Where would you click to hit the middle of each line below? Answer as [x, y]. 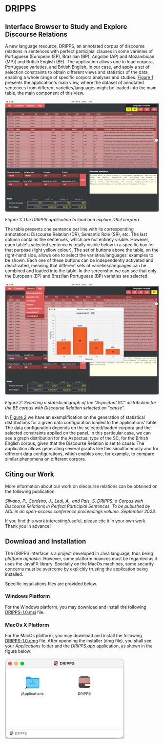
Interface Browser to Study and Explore [66, 27]
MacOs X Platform [27, 625]
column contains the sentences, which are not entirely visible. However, [77, 239]
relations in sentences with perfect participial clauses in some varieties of [79, 51]
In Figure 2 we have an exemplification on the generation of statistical [75, 417]
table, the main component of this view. [45, 93]
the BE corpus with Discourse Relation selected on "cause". [65, 408]
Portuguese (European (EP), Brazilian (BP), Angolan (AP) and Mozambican [80, 56]
